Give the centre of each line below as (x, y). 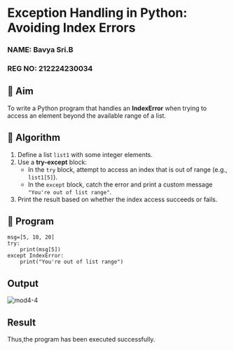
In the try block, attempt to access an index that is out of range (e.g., (128, 169)
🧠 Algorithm (34, 138)
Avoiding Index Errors (71, 28)
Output (23, 283)
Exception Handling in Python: (97, 13)
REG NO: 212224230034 (50, 69)
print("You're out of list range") (72, 262)
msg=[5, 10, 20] (31, 237)
